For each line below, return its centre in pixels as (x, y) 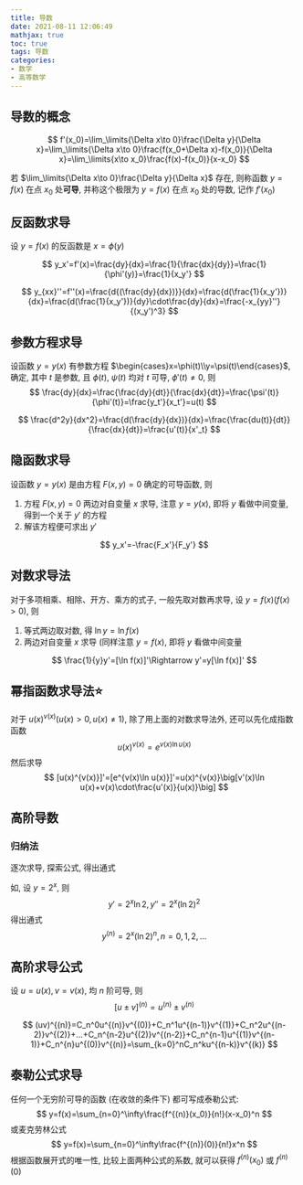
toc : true (29, 43)
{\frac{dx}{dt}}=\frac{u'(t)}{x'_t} (148, 429)
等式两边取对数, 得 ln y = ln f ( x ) (81, 630)
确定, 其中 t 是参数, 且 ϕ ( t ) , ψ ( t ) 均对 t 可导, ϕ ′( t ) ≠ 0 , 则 (113, 377)
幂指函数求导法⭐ (57, 691)
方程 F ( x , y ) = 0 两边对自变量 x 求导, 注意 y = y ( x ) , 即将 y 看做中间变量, (156, 503)
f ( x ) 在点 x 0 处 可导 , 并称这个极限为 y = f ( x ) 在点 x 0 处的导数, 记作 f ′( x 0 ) (143, 190)
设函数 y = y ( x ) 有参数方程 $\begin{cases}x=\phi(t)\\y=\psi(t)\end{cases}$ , (151, 366)
